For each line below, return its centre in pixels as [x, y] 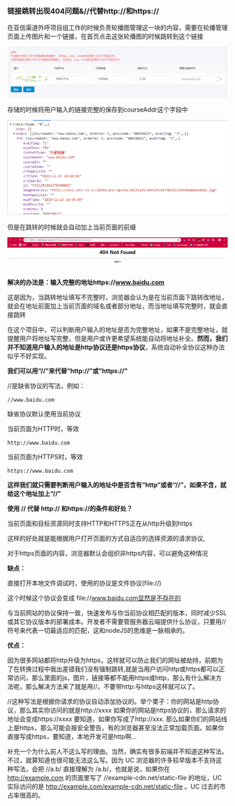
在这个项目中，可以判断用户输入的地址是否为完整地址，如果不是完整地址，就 [117, 330]
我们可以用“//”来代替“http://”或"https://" [67, 371]
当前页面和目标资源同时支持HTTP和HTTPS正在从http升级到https [100, 523]
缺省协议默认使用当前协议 [44, 414]
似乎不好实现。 [29, 356]
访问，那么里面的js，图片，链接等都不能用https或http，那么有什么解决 [114, 678]
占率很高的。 [26, 795]
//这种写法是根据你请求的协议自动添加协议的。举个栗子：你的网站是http [110, 701]
